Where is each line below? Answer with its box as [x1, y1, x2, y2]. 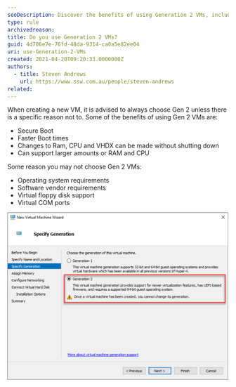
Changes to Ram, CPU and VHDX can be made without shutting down [17, 141, 219, 150]
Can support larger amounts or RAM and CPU [17, 149, 150, 157]
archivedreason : [7, 26, 55, 33]
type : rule [7, 18, 39, 26]
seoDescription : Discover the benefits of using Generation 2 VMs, [7, 11, 209, 18]
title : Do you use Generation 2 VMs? [7, 34, 118, 41]
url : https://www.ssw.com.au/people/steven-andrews [20, 78, 174, 85]
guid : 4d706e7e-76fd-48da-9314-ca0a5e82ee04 [7, 41, 140, 48]
